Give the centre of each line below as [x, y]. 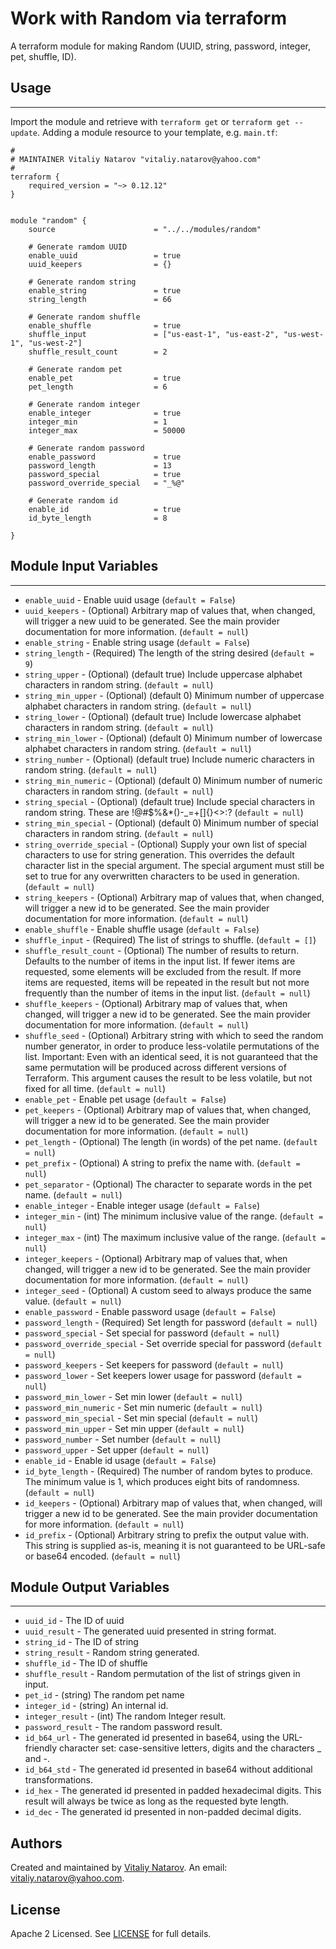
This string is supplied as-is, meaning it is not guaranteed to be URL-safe [175, 1545]
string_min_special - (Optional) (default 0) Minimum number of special [171, 823]
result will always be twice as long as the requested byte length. [157, 1801]
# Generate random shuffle [84, 317]
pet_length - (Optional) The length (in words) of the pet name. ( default [171, 1141]
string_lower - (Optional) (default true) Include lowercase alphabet [163, 716]
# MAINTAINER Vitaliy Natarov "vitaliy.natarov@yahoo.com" [136, 159]
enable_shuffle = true [105, 325]
